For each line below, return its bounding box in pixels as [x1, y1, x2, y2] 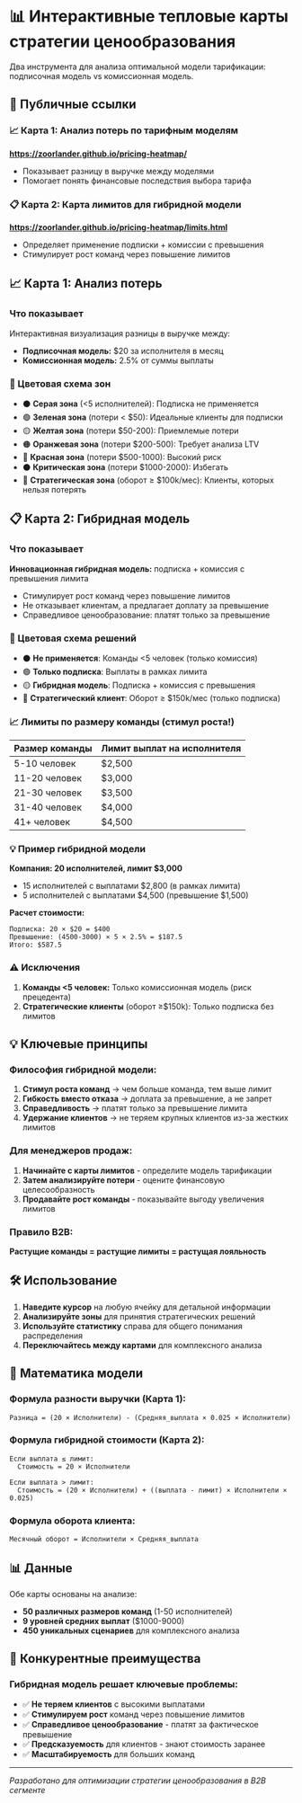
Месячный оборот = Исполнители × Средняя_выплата [9, 1535, 200, 1544]
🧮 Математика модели [9, 1366, 144, 1381]
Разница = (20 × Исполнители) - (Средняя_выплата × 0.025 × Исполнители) [9, 1413, 292, 1422]
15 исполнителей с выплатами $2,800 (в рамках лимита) [22, 881, 241, 892]
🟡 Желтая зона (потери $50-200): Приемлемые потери [22, 425, 240, 436]
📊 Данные [9, 1560, 74, 1576]
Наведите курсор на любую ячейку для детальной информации [22, 1301, 271, 1312]
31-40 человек [13, 801, 83, 813]
